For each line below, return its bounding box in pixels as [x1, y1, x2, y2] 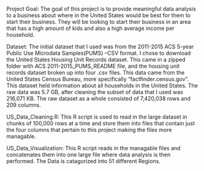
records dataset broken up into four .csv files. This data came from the [6, 69, 185, 76]
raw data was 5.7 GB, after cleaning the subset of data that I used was [6, 89, 184, 95]
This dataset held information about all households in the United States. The [6, 82, 198, 89]
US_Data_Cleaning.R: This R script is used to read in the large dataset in [6, 113, 187, 120]
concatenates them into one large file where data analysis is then [6, 151, 171, 158]
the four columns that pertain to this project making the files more [6, 126, 172, 133]
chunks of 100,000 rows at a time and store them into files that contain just [6, 120, 195, 127]
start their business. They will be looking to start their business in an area [6, 18, 191, 25]
